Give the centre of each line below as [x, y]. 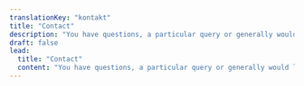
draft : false [34, 43]
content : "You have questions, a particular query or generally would [153, 68]
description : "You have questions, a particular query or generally [141, 34]
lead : [19, 51]
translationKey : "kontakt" [60, 17]
